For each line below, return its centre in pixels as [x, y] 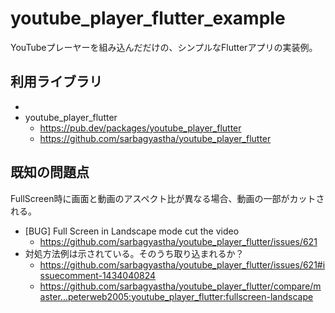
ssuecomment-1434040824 [98, 275]
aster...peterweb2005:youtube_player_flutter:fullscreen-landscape [176, 296]
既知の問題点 [50, 172]
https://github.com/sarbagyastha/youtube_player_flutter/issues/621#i [182, 264]
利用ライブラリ [56, 82]
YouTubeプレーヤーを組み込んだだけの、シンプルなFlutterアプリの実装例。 [164, 47]
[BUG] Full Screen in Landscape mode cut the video [132, 231]
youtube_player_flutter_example [148, 18]
